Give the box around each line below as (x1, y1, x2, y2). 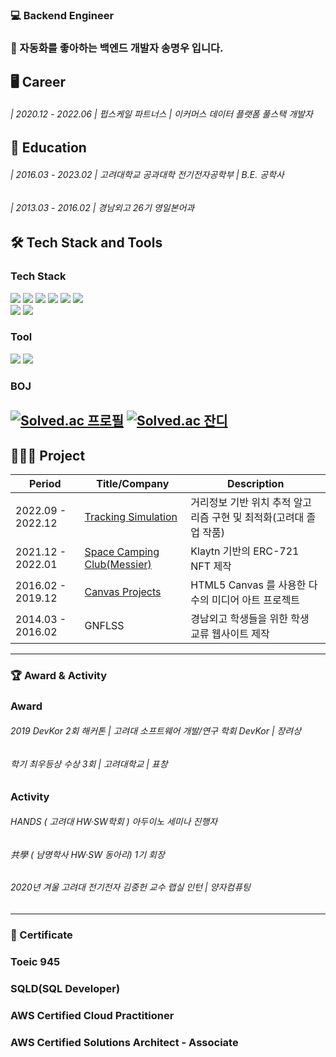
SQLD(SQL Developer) (10, 981, 121, 995)
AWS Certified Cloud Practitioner (10, 1008, 175, 1022)
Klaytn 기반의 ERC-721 (190, 544, 300, 558)
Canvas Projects (84, 584, 162, 598)
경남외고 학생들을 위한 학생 (190, 611, 310, 625)
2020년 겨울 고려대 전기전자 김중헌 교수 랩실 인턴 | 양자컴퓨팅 (10, 881, 251, 893)
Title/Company (96, 476, 170, 490)
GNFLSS (84, 618, 125, 632)
